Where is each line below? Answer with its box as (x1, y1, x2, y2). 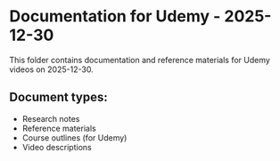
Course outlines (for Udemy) (21, 132, 128, 143)
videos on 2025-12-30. (9, 64, 94, 75)
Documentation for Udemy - (9, 6, 221, 27)
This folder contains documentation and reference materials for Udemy (9, 54, 270, 65)
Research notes (21, 113, 80, 124)
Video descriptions (21, 141, 92, 152)
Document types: (9, 90, 109, 105)
